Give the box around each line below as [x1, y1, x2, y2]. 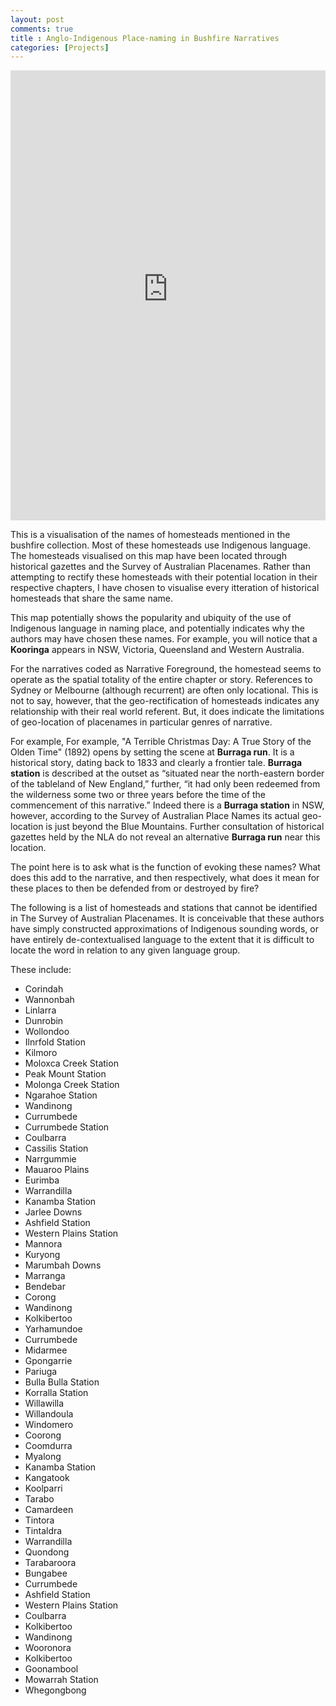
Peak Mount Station [24, 1068, 107, 1080]
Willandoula [24, 1408, 74, 1420]
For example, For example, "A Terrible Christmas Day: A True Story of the [10, 736, 312, 748]
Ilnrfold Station [24, 1036, 86, 1048]
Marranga [24, 1270, 66, 1282]
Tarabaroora [24, 1557, 77, 1569]
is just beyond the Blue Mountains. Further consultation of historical [45, 821, 325, 833]
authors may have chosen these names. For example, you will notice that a [10, 633, 318, 645]
